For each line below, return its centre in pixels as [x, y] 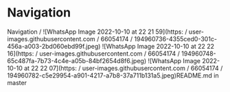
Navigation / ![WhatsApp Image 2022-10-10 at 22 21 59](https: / [97, 32]
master [17, 82]
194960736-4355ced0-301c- [176, 38]
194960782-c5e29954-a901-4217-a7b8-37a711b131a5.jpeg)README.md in [113, 75]
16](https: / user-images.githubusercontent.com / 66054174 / [94, 54]
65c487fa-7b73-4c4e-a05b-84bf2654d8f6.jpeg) [77, 60]
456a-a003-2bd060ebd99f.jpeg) [54, 46]
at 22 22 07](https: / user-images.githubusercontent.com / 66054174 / [123, 68]
